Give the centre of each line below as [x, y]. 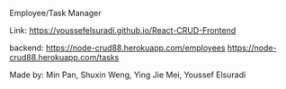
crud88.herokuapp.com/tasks [64, 57]
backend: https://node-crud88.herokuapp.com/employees [117, 48]
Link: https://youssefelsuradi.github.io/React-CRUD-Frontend [123, 30]
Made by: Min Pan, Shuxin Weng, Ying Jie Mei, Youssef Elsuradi [128, 75]
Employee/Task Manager [55, 13]
